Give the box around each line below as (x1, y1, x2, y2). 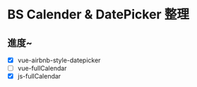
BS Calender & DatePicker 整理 (7, 6, 189, 23)
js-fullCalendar (17, 72, 61, 81)
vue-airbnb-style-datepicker (17, 56, 101, 64)
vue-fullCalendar (17, 64, 67, 73)
